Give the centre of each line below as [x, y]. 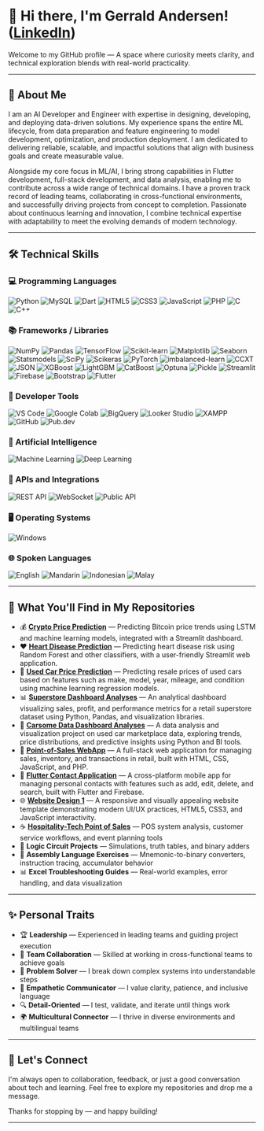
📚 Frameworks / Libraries [59, 331]
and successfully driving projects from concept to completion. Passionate [128, 205]
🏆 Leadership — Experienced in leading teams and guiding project [129, 934]
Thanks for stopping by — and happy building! [83, 1111]
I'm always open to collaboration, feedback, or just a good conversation [124, 1079]
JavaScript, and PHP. [54, 767]
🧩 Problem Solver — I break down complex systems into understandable [137, 970]
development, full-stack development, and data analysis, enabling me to [125, 179]
